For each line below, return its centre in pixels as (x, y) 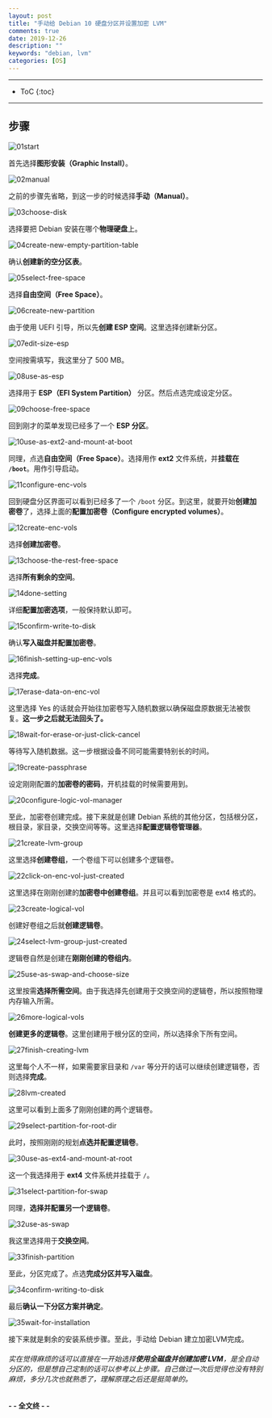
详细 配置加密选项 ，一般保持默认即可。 (72, 610)
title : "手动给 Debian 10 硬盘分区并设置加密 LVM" (88, 23)
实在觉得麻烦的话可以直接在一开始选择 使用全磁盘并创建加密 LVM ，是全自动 (134, 1359)
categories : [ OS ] (38, 61)
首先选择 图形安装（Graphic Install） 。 (71, 163)
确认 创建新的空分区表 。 (47, 261)
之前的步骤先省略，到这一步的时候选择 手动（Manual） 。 (101, 195)
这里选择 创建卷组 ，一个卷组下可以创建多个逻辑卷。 (93, 859)
